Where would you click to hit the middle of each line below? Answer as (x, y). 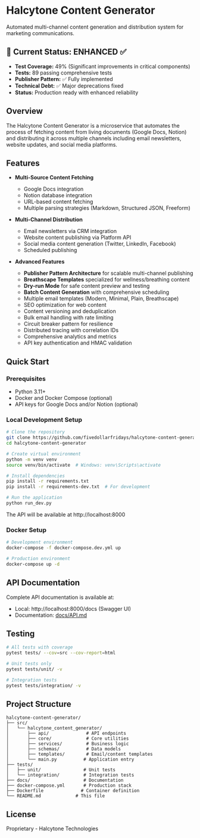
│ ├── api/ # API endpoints (66, 734)
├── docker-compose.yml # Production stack (69, 786)
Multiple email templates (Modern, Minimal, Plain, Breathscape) (101, 299)
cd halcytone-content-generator (46, 443)
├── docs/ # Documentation (65, 780)
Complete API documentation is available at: (60, 597)
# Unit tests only (29, 664)
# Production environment (38, 559)
